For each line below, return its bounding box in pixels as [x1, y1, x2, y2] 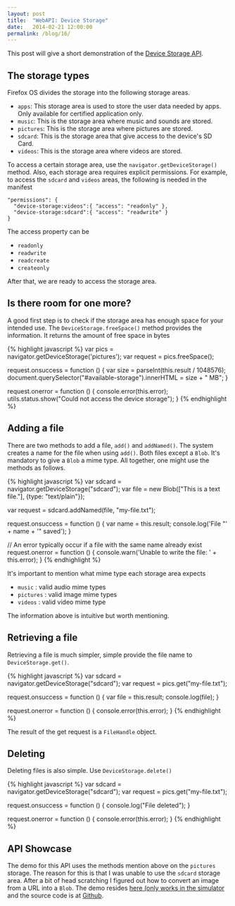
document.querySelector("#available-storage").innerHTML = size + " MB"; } [7, 373, 229, 382]
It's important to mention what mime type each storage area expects [7, 569, 206, 577]
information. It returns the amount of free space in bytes [7, 331, 170, 339]
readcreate [17, 258, 50, 265]
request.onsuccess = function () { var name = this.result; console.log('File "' [7, 519, 228, 528]
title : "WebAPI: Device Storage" [7, 17, 109, 24]
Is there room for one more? [7, 297, 132, 310]
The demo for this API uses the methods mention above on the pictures [7, 862, 216, 870]
